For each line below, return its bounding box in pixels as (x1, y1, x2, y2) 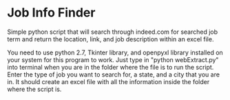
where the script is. (7, 85, 62, 93)
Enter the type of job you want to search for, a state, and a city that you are (7, 70, 220, 79)
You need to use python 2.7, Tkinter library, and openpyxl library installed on (7, 48, 224, 57)
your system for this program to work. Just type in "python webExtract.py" (7, 55, 219, 63)
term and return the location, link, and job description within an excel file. (7, 34, 214, 43)
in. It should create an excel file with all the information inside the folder (7, 77, 210, 86)
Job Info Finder (7, 5, 96, 21)
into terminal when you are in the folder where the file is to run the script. (7, 63, 214, 71)
